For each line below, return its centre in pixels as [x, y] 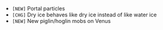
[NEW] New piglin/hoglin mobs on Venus [61, 21]
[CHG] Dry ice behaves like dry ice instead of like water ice [84, 15]
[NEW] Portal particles [38, 9]
